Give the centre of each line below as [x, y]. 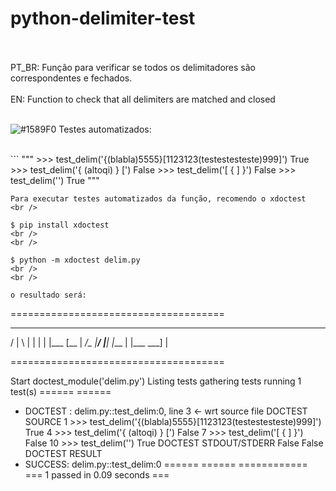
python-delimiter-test [103, 18]
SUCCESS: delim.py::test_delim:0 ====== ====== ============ [166, 464]
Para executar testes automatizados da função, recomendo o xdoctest [158, 198]
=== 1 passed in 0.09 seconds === [97, 474]
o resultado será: [48, 295]
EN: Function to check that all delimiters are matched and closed [143, 99]
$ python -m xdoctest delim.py [75, 260]
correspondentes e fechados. [71, 78]
